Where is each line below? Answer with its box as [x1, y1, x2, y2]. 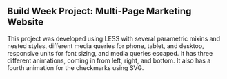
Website [7, 16, 43, 28]
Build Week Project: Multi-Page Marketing [7, 5, 192, 17]
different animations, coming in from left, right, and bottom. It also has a [7, 56, 211, 65]
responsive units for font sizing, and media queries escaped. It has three [7, 49, 213, 57]
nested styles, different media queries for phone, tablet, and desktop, [7, 41, 205, 50]
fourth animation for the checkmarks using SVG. [7, 63, 144, 71]
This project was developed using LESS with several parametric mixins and [7, 34, 221, 43]
